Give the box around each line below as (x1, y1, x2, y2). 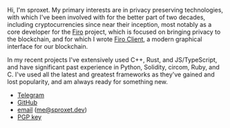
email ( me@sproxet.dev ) (17, 106, 88, 114)
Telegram (17, 91, 45, 99)
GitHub (17, 98, 38, 106)
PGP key (17, 113, 42, 121)
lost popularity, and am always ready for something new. (7, 78, 168, 85)
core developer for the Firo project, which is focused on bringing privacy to (7, 28, 221, 36)
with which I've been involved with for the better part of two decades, (7, 13, 206, 21)
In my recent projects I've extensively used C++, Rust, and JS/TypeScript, (7, 56, 218, 64)
